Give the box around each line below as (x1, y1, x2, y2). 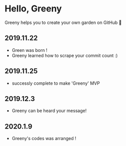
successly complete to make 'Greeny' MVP (11, 80, 100, 86)
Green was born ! (11, 47, 48, 53)
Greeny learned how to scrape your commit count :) (11, 52, 118, 58)
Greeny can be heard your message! (11, 108, 87, 114)
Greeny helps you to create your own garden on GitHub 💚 (4, 19, 122, 25)
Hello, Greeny (4, 3, 62, 14)
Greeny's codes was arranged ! (11, 136, 76, 142)
